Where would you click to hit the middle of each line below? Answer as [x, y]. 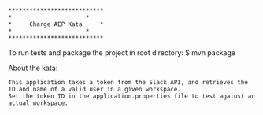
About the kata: [33, 68]
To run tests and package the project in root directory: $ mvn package [122, 53]
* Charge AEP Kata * [56, 24]
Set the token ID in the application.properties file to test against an [132, 96]
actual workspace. [38, 103]
